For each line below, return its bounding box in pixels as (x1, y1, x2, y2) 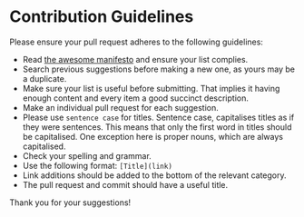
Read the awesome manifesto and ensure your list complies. (22, 54, 249, 64)
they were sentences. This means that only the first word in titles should (22, 121, 292, 133)
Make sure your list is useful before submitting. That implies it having (22, 83, 280, 94)
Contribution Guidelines (9, 6, 194, 27)
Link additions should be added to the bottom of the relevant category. (22, 170, 288, 181)
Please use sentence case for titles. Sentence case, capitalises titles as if (22, 112, 295, 123)
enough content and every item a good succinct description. (22, 93, 250, 104)
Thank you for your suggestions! (9, 197, 132, 208)
